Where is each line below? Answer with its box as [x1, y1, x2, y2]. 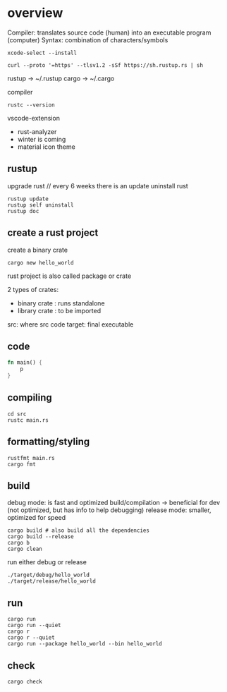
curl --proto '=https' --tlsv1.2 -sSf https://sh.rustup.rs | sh [7, 61, 203, 68]
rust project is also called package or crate [7, 272, 132, 280]
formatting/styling [7, 436, 90, 448]
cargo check [7, 679, 42, 686]
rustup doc [7, 207, 39, 214]
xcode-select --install [7, 49, 78, 56]
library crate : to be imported [17, 306, 101, 315]
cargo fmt [7, 461, 37, 468]
